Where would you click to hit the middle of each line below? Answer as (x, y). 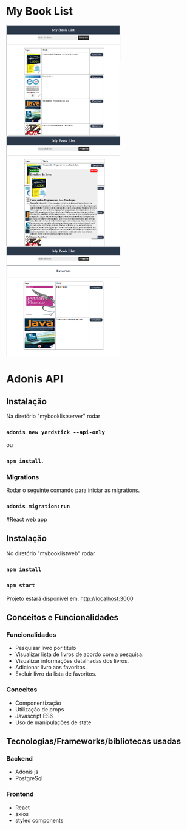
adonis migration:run (38, 507)
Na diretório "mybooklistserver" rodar (53, 416)
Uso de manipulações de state (53, 722)
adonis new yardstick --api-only (56, 432)
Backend (20, 759)
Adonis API (35, 379)
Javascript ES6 (34, 716)
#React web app (27, 519)
